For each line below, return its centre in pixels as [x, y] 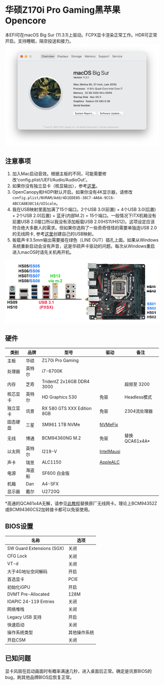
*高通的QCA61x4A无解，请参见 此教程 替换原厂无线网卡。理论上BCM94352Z [81, 503]
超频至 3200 [137, 384]
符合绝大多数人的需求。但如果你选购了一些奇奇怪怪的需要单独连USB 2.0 [84, 227]
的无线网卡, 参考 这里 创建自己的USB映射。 [54, 234]
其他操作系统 [81, 632]
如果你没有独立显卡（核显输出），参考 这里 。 [56, 186]
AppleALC [110, 462]
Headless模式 [138, 397]
